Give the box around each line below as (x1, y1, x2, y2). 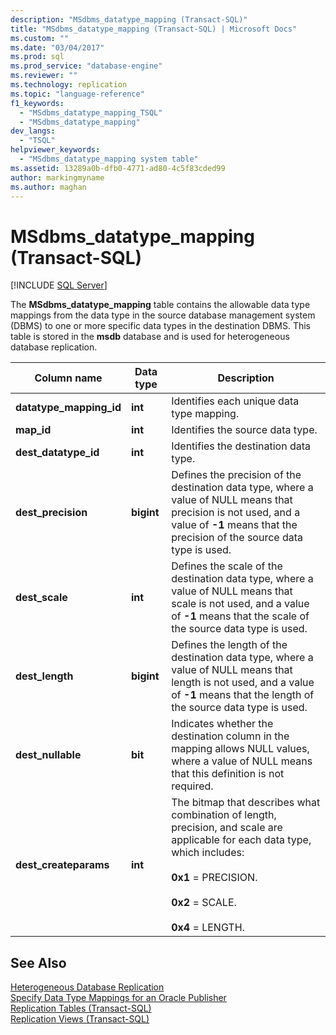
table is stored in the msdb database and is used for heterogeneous (10, 331, 290, 343)
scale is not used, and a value (171, 597, 310, 611)
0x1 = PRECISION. (171, 871, 258, 885)
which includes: (171, 846, 245, 860)
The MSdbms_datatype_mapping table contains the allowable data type (10, 299, 311, 311)
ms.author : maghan (10, 182, 87, 192)
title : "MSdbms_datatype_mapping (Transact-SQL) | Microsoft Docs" (10, 24, 298, 34)
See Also (10, 954, 67, 971)
